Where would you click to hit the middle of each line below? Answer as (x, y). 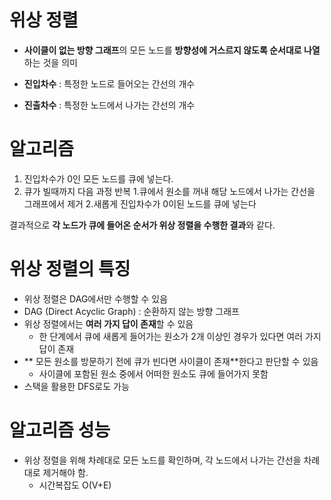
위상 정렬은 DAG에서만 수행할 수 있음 (96, 298)
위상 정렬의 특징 (70, 269)
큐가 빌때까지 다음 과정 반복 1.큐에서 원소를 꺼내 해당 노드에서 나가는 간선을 (169, 191)
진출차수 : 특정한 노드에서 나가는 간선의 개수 (109, 105)
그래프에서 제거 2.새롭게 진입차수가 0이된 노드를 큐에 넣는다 (140, 203)
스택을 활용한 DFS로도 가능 (76, 386)
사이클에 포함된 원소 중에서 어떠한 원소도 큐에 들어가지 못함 (153, 373)
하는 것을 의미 (50, 62)
